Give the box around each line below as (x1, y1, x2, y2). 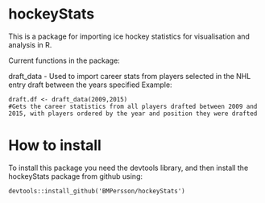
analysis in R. (8, 39, 52, 49)
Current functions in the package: (8, 56, 121, 65)
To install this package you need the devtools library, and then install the (8, 163, 249, 172)
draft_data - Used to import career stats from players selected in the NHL (8, 71, 251, 81)
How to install (8, 136, 102, 155)
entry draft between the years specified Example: (8, 80, 172, 89)
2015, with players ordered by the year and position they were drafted (8, 110, 258, 118)
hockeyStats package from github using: (8, 171, 143, 181)
